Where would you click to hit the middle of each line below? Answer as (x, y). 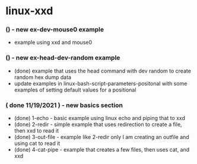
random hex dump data (43, 77)
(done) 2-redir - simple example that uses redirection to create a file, (98, 124)
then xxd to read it (36, 131)
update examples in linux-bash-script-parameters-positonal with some (101, 83)
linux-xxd (29, 11)
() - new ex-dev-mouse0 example (55, 30)
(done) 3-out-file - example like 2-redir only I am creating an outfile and (101, 137)
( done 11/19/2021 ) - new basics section (64, 105)
